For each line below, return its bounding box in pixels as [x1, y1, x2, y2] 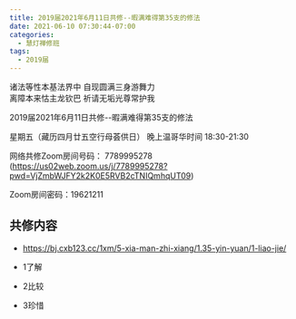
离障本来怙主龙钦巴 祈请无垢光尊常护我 [9, 92, 155, 103]
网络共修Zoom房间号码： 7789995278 [9, 150, 153, 161]
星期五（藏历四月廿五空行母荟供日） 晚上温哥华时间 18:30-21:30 [9, 131, 250, 141]
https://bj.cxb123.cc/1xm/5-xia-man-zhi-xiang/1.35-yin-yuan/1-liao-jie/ [22, 242, 287, 254]
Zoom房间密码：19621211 [9, 189, 104, 199]
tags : [9, 47, 30, 56]
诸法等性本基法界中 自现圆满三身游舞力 [9, 82, 155, 92]
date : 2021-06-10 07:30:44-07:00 [9, 22, 136, 31]
